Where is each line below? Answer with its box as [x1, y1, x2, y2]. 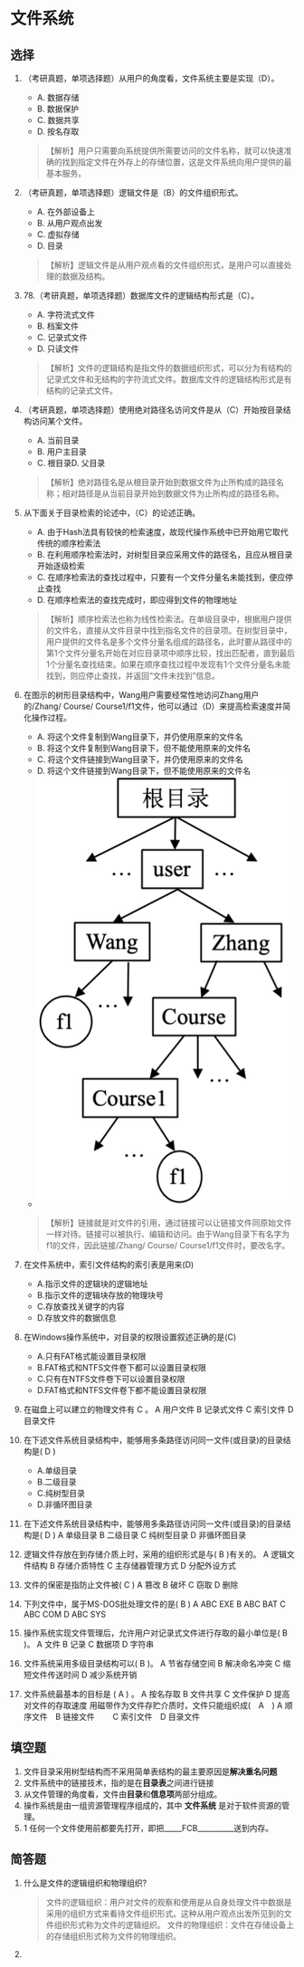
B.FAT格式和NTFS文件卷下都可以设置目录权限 [36, 1361, 207, 1372]
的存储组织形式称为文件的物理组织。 [45, 1930, 182, 1942]
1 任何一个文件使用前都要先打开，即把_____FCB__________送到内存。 [23, 1822, 274, 1833]
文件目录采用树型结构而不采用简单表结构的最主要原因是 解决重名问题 [23, 1766, 278, 1777]
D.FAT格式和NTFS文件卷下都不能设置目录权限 [36, 1384, 207, 1395]
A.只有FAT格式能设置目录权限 [36, 1351, 147, 1361]
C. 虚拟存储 [36, 229, 80, 240]
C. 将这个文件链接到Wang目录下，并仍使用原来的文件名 [36, 754, 243, 765]
